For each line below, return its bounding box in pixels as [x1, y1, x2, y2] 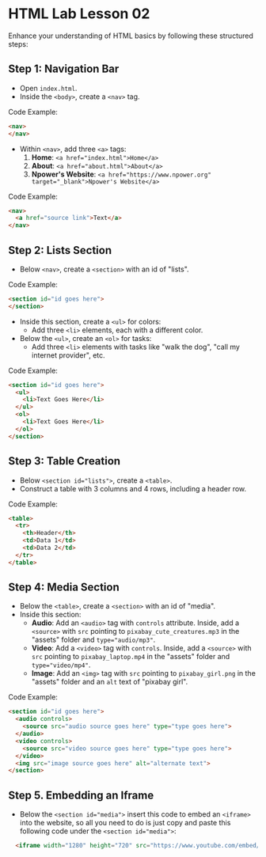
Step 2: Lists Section [8, 243, 112, 257]
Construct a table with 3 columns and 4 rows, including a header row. [19, 483, 247, 493]
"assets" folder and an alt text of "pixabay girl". [31, 677, 188, 687]
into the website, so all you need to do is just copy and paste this [19, 818, 231, 828]
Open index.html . [19, 83, 78, 93]
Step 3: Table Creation [8, 454, 121, 468]
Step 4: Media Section [8, 581, 120, 594]
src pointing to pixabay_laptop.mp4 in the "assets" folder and [31, 652, 230, 662]
